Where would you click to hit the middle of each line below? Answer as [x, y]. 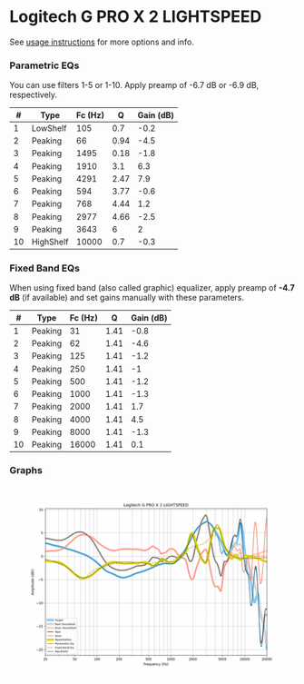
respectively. [33, 95]
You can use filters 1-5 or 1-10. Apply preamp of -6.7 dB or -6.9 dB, [134, 85]
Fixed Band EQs [44, 268]
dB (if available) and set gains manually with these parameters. [127, 298]
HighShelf [50, 242]
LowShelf [49, 128]
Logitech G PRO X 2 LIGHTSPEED [136, 17]
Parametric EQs [44, 65]
